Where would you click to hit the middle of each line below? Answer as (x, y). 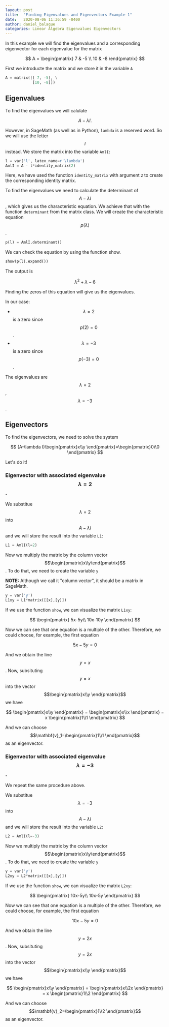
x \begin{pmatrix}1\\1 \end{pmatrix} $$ (85, 717)
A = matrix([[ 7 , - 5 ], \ (31, 78)
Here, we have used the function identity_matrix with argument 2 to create (84, 175)
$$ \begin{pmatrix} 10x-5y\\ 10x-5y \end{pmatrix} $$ (85, 895)
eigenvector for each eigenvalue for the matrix (54, 49)
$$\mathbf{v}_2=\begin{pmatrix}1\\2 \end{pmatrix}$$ (85, 1011)
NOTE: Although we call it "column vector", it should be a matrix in (74, 581)
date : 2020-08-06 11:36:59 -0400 (43, 19)
